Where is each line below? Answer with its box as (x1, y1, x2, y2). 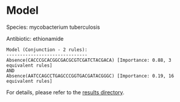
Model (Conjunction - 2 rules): (6, 46, 88, 53)
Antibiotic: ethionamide (6, 35, 64, 42)
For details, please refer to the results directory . (6, 88, 125, 96)
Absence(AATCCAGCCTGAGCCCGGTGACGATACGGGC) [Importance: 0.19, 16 (6, 73, 174, 79)
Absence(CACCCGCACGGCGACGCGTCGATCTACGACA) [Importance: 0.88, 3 (6, 57, 172, 63)
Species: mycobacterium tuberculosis (6, 23, 100, 31)
